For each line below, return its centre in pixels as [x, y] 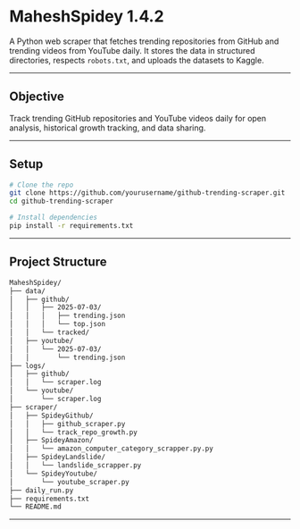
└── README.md [36, 507]
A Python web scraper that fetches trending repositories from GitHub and [144, 41]
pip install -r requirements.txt [71, 226]
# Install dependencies [54, 218]
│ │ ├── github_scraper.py [67, 424]
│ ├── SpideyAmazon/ [51, 441]
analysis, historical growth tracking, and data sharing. [108, 128]
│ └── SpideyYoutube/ [54, 474]
